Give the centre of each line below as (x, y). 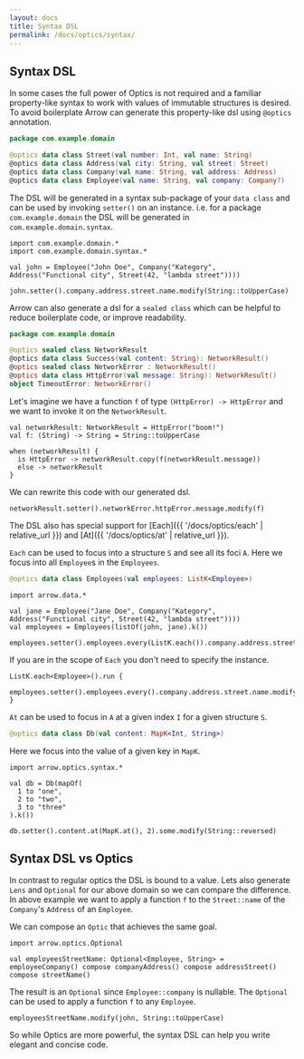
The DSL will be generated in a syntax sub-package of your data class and (150, 198)
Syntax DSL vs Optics (71, 858)
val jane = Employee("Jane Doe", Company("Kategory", (113, 611)
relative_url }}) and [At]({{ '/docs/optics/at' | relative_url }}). (119, 535)
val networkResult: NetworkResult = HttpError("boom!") (117, 427)
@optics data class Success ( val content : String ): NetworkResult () (139, 359)
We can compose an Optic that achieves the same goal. (114, 927)
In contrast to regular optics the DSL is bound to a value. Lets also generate (150, 880)
